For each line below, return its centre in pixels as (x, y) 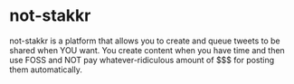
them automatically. (46, 70)
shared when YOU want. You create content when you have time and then (147, 50)
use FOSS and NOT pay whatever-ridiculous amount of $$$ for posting (142, 60)
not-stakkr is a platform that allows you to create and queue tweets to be (145, 41)
